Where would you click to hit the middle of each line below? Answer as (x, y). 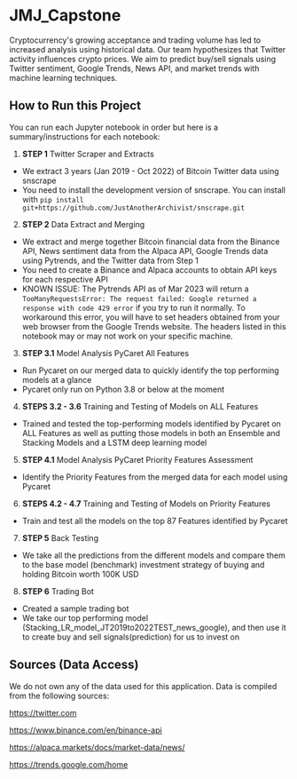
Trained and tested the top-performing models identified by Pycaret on (152, 424)
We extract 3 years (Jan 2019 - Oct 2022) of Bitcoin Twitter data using (150, 171)
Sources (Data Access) (74, 665)
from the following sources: (59, 696)
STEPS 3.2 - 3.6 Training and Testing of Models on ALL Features (140, 406)
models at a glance (57, 379)
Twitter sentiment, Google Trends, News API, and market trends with (134, 68)
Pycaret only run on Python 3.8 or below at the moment (123, 389)
